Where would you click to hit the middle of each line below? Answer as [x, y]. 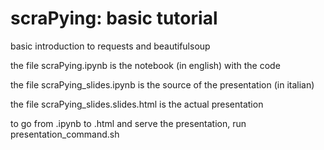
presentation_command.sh [65, 134]
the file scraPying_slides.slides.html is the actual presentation [137, 104]
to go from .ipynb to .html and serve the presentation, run [128, 123]
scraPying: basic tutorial [114, 18]
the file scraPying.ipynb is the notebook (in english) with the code [145, 65]
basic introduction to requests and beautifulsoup [110, 46]
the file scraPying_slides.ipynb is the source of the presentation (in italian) [162, 84]
